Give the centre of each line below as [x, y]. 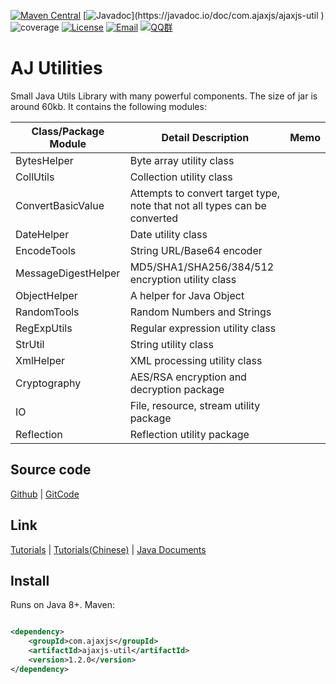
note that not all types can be [198, 205]
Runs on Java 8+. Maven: [62, 605]
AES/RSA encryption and [188, 377]
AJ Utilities [56, 68]
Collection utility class [181, 177]
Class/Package [68, 131]
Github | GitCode [45, 494]
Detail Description [205, 137]
